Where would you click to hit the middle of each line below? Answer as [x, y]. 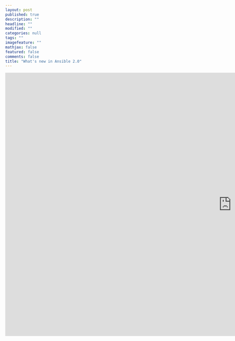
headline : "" [19, 24]
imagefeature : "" [23, 43]
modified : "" [19, 29]
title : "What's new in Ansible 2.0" [43, 61]
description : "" [22, 19]
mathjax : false [21, 47]
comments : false [22, 56]
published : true [22, 15]
